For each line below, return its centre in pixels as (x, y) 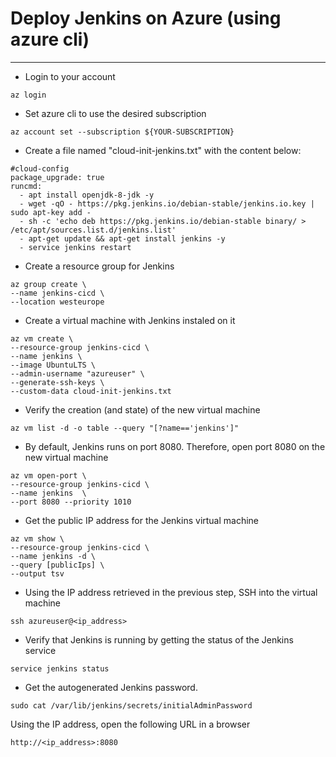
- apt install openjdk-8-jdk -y (87, 195)
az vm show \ (37, 538)
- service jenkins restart (75, 247)
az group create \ (48, 284)
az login (28, 95)
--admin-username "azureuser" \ (77, 373)
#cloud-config (40, 168)
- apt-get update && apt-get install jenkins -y (122, 238)
